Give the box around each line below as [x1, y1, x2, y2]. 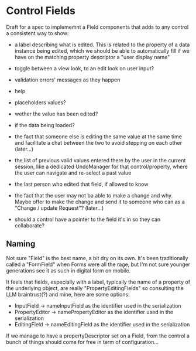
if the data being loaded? [14, 121, 75, 128]
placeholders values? [14, 98, 66, 106]
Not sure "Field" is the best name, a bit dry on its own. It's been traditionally [6, 254, 188, 261]
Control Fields [6, 4, 76, 18]
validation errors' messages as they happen [14, 76, 121, 83]
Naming [6, 239, 36, 249]
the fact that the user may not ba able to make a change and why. [14, 192, 173, 199]
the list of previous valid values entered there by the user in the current [14, 156, 186, 163]
